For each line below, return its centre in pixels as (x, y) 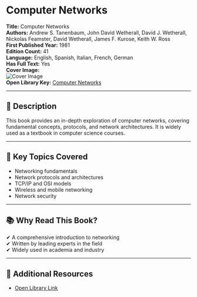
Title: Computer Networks (38, 26)
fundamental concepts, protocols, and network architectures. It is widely (94, 127)
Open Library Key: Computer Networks (54, 82)
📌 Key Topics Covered (47, 157)
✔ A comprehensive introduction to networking (63, 237)
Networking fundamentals (46, 171)
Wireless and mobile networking (53, 190)
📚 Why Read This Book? (52, 220)
